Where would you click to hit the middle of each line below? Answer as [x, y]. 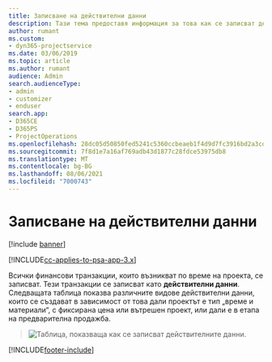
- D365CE [23, 121]
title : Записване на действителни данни [78, 16]
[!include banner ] [37, 244]
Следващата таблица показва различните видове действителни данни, [132, 292]
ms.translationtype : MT [49, 159]
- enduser [25, 106]
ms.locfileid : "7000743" [50, 182]
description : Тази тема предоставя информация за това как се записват [132, 23]
